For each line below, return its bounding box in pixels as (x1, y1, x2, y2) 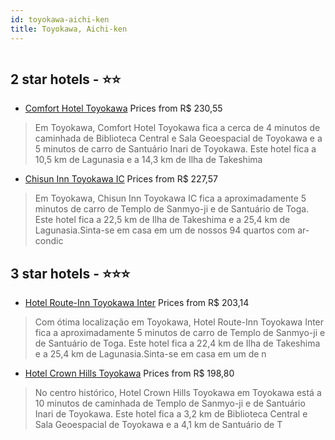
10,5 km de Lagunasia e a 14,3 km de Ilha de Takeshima (34, 154, 263, 166)
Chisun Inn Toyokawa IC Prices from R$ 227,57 (24, 173, 218, 185)
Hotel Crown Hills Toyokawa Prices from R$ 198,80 (24, 367, 235, 380)
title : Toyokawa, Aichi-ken (10, 24, 128, 34)
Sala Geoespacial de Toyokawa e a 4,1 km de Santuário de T (34, 419, 283, 431)
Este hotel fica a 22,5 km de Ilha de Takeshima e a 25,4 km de (34, 214, 291, 226)
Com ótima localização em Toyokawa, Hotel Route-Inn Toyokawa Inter (34, 316, 325, 328)
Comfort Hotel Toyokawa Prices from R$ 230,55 (24, 102, 223, 115)
